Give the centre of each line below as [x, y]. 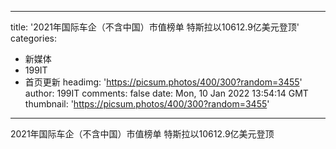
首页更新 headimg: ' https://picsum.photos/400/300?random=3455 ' [163, 82]
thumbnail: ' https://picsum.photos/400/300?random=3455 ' [147, 104]
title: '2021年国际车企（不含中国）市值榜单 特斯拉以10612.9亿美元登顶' [155, 27]
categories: [33, 38]
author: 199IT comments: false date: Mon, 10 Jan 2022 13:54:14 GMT [166, 93]
